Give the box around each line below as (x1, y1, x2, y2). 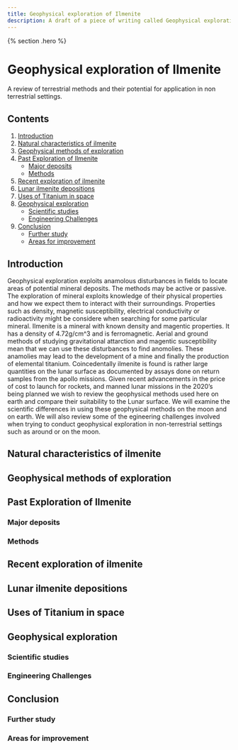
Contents (7, 113, 50, 125)
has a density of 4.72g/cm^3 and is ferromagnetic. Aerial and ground (7, 329, 209, 338)
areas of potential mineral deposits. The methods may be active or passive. (7, 285, 227, 293)
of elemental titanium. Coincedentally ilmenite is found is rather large (7, 360, 208, 368)
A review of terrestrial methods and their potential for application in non (7, 84, 216, 93)
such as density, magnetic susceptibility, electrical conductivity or (7, 307, 200, 316)
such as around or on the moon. (7, 427, 101, 436)
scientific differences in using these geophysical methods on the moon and (7, 405, 227, 414)
